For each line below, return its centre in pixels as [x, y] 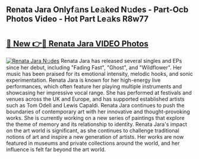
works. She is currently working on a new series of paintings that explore [96, 118]
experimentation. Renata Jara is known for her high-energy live [83, 80]
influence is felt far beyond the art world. [56, 150]
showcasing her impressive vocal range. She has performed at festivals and [99, 93]
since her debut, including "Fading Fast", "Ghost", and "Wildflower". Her [94, 67]
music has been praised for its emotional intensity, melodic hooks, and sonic [99, 74]
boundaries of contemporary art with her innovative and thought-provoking [98, 112]
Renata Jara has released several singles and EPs [121, 61]
